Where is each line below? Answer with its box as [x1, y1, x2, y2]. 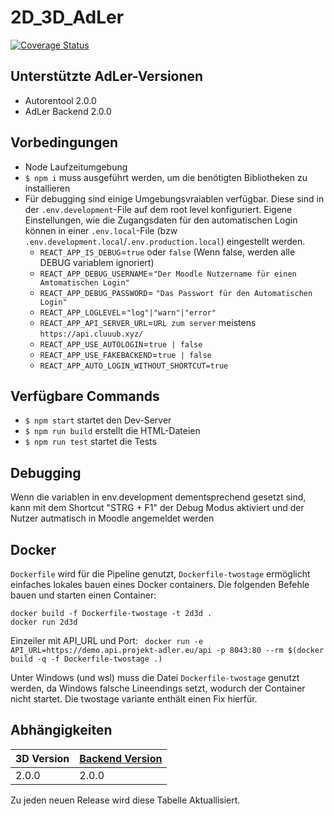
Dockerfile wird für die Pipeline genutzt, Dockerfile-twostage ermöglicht [10, 568, 311, 580]
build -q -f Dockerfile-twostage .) [10, 654, 163, 664]
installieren [24, 182, 71, 194]
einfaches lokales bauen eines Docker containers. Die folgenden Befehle [10, 579, 310, 590]
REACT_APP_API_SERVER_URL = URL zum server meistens [39, 316, 257, 328]
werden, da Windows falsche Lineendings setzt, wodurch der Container [10, 682, 306, 694]
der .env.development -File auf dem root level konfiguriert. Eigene [24, 203, 293, 215]
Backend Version [79, 751, 163, 765]
